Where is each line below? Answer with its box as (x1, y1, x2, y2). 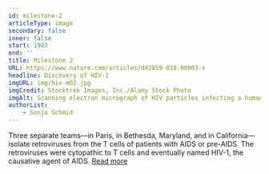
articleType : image (8, 19, 74, 27)
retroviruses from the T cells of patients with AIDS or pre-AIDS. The (31, 140, 255, 148)
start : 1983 (8, 42, 48, 50)
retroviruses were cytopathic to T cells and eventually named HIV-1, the (8, 148, 244, 157)
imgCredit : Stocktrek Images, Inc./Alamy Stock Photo (8, 86, 192, 95)
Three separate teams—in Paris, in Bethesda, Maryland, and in (8, 131, 215, 140)
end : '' (8, 49, 34, 57)
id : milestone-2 (8, 11, 62, 20)
